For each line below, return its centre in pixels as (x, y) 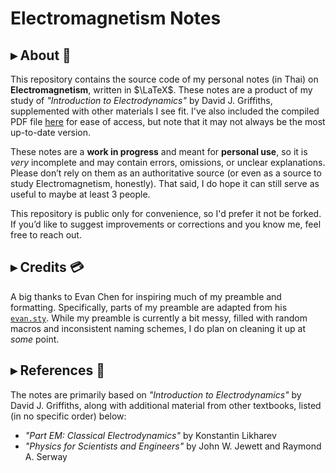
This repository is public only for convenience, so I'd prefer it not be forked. (166, 213)
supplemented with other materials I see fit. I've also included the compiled (165, 111)
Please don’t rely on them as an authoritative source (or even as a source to (166, 173)
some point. (35, 339)
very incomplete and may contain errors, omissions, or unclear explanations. (168, 162)
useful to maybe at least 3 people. (80, 194)
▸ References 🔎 (57, 370)
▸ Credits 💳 (47, 267)
